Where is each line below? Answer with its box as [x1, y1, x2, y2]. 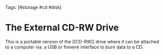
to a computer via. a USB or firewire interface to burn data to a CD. [5, 44, 144, 50]
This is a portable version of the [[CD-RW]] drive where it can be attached [5, 38, 159, 44]
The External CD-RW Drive [5, 22, 119, 33]
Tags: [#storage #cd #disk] [5, 5, 62, 10]
